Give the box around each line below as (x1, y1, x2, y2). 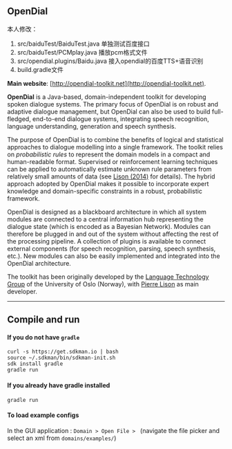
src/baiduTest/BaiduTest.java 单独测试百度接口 (17, 39, 150, 48)
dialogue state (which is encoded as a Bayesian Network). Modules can (7, 222, 211, 230)
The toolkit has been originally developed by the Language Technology (7, 273, 209, 281)
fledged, (7, 114, 31, 123)
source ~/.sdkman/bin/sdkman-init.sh (7, 354, 116, 362)
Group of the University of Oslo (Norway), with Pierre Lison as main (7, 280, 199, 288)
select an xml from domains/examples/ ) (7, 434, 117, 442)
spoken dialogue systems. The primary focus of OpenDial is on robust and (7, 100, 219, 108)
